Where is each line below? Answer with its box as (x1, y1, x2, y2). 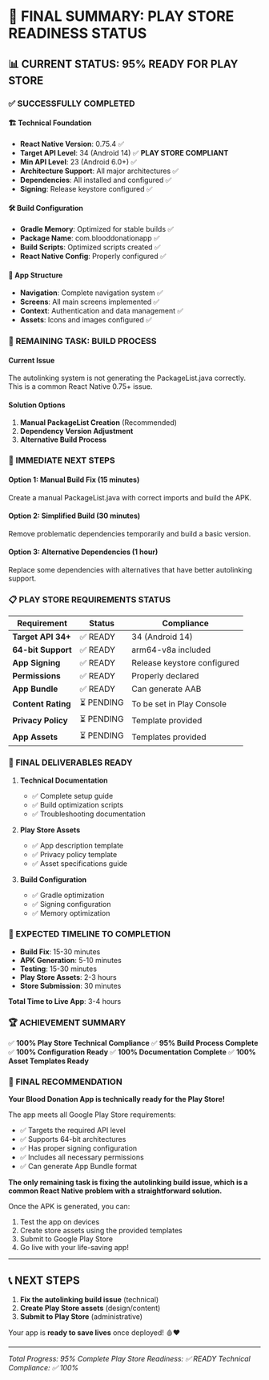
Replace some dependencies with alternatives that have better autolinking (8, 565, 252, 574)
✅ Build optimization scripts (31, 799, 124, 809)
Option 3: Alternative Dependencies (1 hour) (8, 547, 159, 556)
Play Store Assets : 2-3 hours (19, 972, 118, 981)
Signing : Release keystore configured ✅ (19, 184, 153, 193)
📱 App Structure (8, 270, 63, 280)
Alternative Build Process (19, 435, 106, 444)
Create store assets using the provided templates (19, 1226, 183, 1236)
